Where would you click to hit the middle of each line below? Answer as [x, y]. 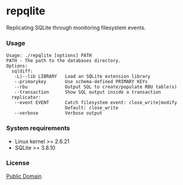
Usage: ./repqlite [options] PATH [49, 56]
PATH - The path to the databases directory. [63, 61]
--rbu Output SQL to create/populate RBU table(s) [96, 87]
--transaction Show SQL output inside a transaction [88, 92]
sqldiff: [22, 71]
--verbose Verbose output [58, 113]
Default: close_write [91, 108]
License [18, 163]
